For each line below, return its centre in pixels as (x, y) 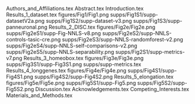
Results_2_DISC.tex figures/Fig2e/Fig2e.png (102, 27)
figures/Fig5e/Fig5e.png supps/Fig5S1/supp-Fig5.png (71, 83)
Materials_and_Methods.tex (39, 95)
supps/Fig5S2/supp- (162, 83)
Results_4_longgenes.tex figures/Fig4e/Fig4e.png (66, 70)
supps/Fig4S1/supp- (152, 70)
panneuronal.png (27, 27)
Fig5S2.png (20, 89)
